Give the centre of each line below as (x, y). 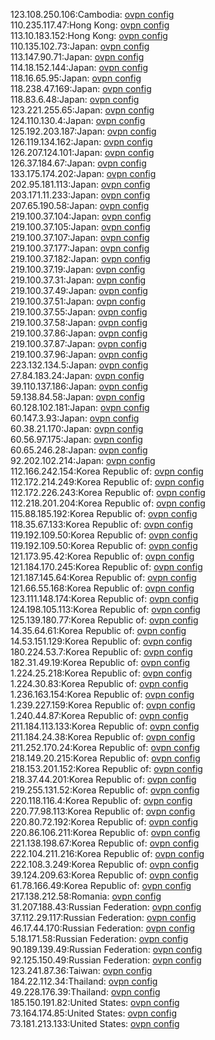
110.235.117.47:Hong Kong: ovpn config (90, 25)
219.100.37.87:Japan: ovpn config (78, 343)
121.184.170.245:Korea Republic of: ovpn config (106, 567)
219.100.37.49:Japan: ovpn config (79, 290)
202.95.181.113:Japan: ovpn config (80, 184)
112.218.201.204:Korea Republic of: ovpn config (108, 503)
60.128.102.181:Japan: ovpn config (80, 407)
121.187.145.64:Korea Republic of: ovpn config (103, 577)
